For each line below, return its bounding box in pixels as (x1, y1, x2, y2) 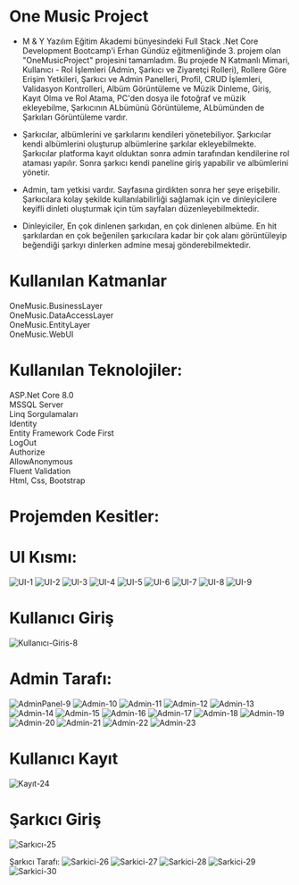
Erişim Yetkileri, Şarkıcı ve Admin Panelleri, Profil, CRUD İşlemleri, (21, 73, 263, 84)
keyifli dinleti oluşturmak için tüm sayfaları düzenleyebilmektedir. (21, 203, 260, 213)
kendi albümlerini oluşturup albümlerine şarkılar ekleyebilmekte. (21, 138, 257, 149)
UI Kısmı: (9, 547, 78, 568)
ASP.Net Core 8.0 (9, 389, 74, 400)
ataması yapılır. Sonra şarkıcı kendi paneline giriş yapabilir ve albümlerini (21, 157, 288, 168)
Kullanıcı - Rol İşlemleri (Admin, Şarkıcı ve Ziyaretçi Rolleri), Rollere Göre (21, 64, 287, 75)
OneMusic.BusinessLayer (9, 300, 103, 311)
